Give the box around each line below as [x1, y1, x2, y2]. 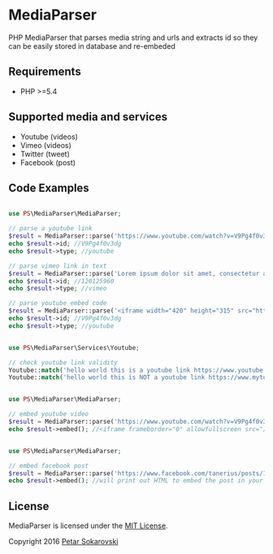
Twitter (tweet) [19, 149, 71, 159]
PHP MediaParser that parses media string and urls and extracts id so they [8, 33, 258, 42]
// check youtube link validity [8, 358, 118, 367]
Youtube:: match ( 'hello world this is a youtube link [8, 366, 191, 374]
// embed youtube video [8, 410, 89, 418]
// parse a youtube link [8, 225, 93, 233]
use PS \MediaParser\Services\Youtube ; [8, 343, 140, 351]
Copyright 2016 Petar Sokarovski [8, 537, 119, 547]
